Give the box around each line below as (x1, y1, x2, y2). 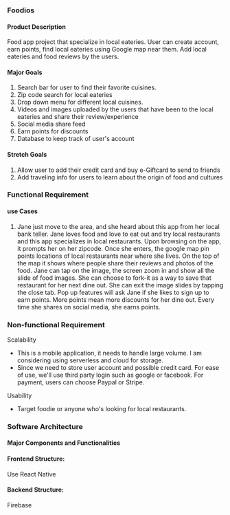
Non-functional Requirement (7, 320, 105, 329)
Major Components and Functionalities (7, 439, 121, 447)
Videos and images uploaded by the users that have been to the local (16, 105, 214, 113)
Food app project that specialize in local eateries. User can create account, (7, 38, 220, 46)
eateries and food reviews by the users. (7, 52, 119, 61)
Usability (7, 391, 32, 399)
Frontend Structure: (7, 454, 65, 463)
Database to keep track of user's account (16, 135, 135, 143)
